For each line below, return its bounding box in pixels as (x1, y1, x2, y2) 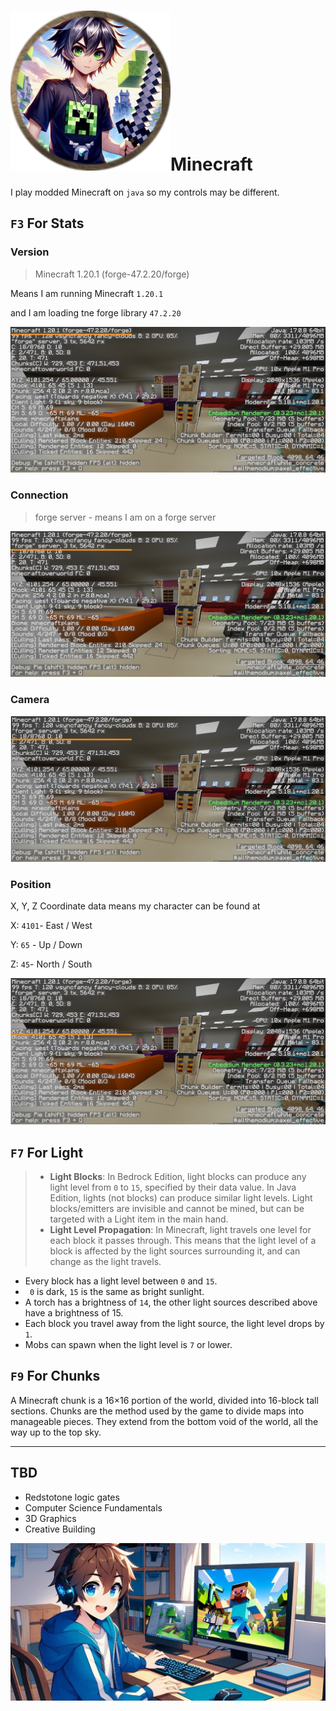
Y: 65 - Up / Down (10, 939, 83, 951)
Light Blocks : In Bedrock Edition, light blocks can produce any (49, 1170, 307, 1182)
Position (10, 878, 52, 891)
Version (10, 245, 50, 259)
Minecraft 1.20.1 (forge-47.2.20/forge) (34, 268, 190, 280)
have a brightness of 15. (24, 1306, 124, 1319)
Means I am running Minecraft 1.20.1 (10, 287, 164, 299)
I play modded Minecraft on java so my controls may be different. (10, 186, 280, 198)
